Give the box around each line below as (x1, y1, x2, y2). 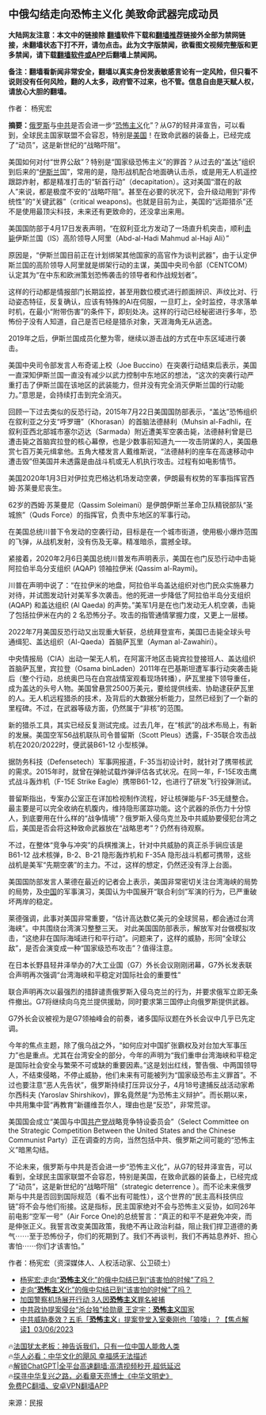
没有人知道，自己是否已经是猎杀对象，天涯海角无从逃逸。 (28, 316, 216, 326)
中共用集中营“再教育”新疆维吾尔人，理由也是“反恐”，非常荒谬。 (8, 1099, 215, 1109)
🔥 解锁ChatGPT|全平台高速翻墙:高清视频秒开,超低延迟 (8, 1361, 181, 1371)
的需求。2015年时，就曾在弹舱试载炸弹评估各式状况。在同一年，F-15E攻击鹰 (8, 766, 257, 776)
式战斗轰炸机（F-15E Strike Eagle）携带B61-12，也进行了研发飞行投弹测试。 (8, 777, 256, 786)
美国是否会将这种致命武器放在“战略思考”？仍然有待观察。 (21, 823, 209, 833)
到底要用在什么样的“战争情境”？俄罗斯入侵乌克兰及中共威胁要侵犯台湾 (21, 813, 251, 823)
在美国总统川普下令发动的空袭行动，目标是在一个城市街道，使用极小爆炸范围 (8, 527, 258, 536)
